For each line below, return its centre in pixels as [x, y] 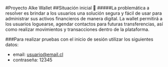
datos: [12, 45]
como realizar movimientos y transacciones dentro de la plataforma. [78, 29]
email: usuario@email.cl [38, 54]
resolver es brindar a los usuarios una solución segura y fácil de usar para [84, 13]
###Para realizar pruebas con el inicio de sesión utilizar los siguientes [79, 39]
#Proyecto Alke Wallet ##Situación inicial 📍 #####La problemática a [78, 8]
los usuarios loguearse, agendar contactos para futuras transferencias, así [84, 24]
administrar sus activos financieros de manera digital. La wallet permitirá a [84, 19]
